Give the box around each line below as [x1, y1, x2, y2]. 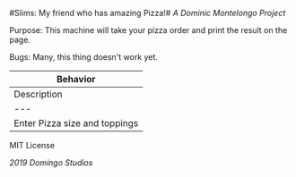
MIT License [9, 140, 56, 150]
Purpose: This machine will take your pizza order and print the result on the [9, 25, 288, 35]
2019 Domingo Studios [9, 157, 93, 168]
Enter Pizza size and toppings [13, 117, 139, 129]
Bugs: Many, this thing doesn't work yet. [9, 52, 159, 62]
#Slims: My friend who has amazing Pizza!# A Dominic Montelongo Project [9, 8, 286, 18]
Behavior [57, 73, 96, 85]
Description [13, 88, 63, 100]
